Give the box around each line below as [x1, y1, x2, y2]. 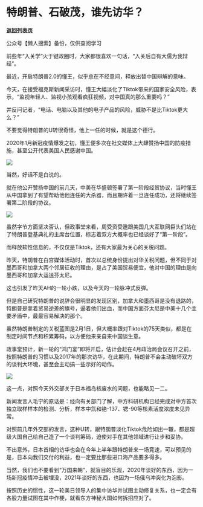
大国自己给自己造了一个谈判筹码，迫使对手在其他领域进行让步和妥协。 [11, 433, 186, 440]
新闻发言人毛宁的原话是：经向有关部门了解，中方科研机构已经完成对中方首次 [6, 397, 197, 405]
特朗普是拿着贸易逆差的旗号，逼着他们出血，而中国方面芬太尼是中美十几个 [6, 305, 192, 312]
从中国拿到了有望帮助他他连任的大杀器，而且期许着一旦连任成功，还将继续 [6, 191, 192, 198]
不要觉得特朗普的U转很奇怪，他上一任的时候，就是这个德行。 [6, 126, 159, 134]
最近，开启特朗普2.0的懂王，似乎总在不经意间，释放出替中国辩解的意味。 [6, 73, 189, 80]
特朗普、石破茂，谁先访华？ [6, 5, 144, 19]
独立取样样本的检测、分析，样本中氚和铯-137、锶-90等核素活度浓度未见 [6, 405, 185, 412]
